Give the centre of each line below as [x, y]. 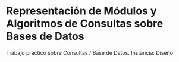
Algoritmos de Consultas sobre [85, 24]
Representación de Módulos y [81, 11]
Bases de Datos [45, 36]
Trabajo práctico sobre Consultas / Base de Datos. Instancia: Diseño [90, 52]
